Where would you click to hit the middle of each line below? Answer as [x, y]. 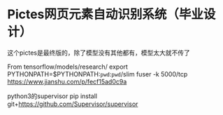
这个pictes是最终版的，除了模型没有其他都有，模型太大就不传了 [99, 53]
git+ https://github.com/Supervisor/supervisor [73, 104]
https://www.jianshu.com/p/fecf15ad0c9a [67, 81]
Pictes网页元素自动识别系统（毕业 [106, 14]
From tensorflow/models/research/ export [67, 67]
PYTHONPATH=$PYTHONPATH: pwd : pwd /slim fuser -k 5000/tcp [98, 74]
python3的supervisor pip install [52, 96]
